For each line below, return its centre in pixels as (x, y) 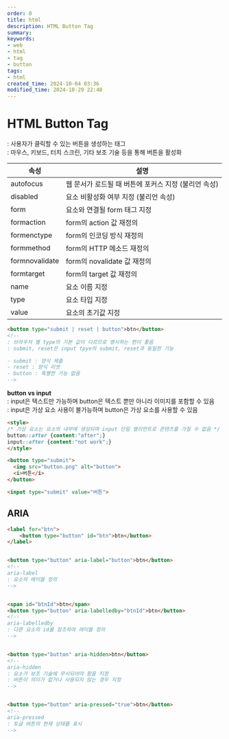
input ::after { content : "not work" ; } (59, 442)
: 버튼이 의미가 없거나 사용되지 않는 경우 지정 (64, 680)
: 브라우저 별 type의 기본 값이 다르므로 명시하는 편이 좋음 (80, 342)
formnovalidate (35, 261)
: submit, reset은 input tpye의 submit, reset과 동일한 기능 (91, 348)
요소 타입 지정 (86, 300)
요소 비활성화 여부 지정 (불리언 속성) (120, 197)
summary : (20, 33)
